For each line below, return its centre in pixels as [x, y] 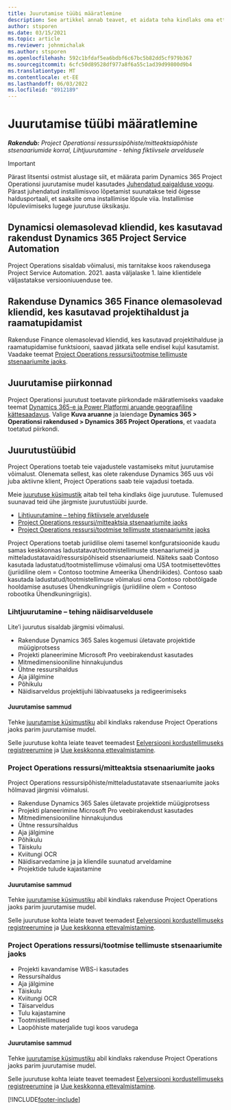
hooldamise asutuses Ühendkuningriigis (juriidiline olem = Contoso [102, 587]
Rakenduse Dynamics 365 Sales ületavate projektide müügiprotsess [113, 803]
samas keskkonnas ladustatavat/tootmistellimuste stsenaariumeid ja [104, 550]
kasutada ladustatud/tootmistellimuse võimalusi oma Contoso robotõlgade [112, 580]
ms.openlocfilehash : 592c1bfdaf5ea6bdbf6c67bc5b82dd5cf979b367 [100, 58]
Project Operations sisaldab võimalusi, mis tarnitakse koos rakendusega [109, 265]
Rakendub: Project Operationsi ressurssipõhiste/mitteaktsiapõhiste [103, 143]
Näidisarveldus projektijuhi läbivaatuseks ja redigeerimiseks [102, 691]
